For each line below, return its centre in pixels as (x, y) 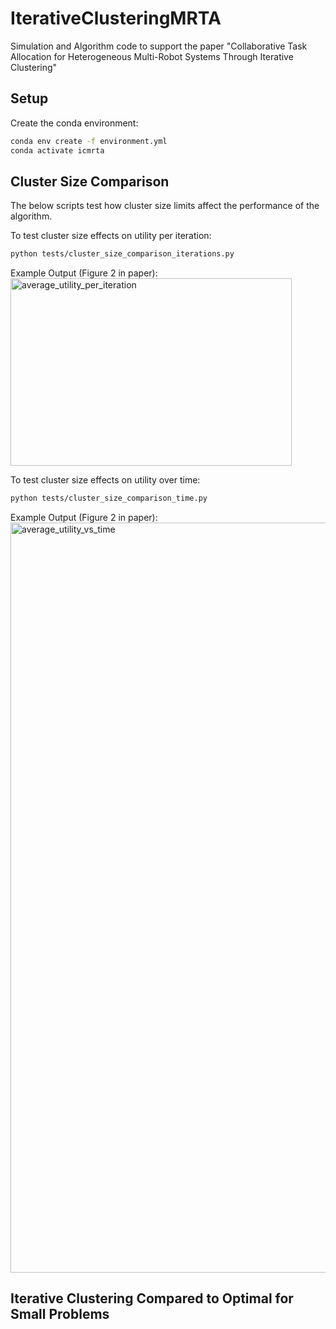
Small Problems (60, 1314)
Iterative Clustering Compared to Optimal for (152, 1298)
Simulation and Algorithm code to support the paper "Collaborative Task (159, 46)
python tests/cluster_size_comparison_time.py (109, 498)
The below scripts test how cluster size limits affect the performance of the (165, 206)
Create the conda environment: (74, 123)
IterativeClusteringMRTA (116, 18)
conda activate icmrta (57, 150)
